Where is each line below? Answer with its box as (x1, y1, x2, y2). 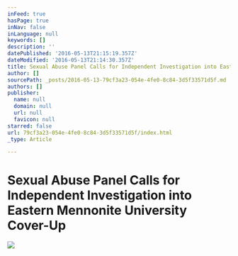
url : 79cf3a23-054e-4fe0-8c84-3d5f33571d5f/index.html (7, 129, 173, 136)
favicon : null (13, 116, 55, 123)
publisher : (7, 89, 40, 96)
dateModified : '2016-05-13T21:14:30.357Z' (7, 57, 135, 64)
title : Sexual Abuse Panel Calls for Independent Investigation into (7, 63, 217, 70)
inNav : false (7, 23, 46, 30)
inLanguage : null (7, 30, 59, 38)
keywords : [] (7, 37, 46, 44)
